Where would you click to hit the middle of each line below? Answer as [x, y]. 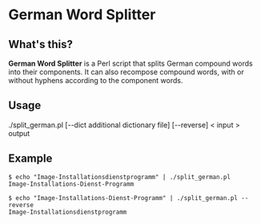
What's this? [41, 44]
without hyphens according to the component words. [96, 80]
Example [30, 159]
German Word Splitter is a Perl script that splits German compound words [131, 63]
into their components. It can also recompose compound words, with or [126, 72]
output [19, 133]
